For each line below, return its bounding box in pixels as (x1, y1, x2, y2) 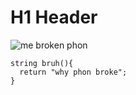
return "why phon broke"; (19, 67, 128, 77)
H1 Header (10, 6, 98, 29)
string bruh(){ (10, 58, 74, 68)
